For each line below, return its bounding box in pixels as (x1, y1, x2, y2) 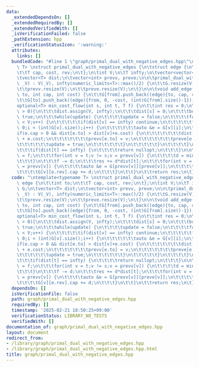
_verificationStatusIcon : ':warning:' (11, 42, 108, 48)
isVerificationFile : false (11, 291, 78, 297)
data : (6, 8, 20, 15)
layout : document (6, 330, 49, 335)
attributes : (11, 48, 41, 54)
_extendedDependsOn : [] (11, 14, 70, 20)
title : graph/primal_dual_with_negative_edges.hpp (6, 352, 134, 357)
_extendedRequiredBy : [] (11, 20, 73, 26)
